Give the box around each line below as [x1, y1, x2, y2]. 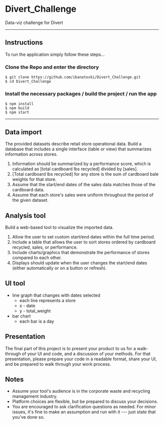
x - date [19, 303, 36, 308]
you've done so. [12, 414, 45, 420]
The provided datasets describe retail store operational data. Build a [5, 141, 142, 147]
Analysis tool [5, 212, 46, 220]
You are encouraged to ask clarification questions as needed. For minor [12, 404, 156, 410]
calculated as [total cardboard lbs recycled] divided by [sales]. [12, 166, 138, 172]
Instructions [5, 38, 43, 47]
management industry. [12, 393, 58, 400]
